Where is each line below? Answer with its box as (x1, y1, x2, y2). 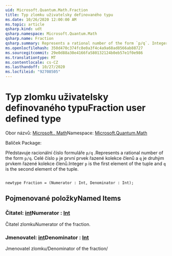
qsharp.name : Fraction (5, 36, 54, 41)
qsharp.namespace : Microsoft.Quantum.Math (5, 31, 97, 36)
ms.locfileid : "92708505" (5, 69, 60, 75)
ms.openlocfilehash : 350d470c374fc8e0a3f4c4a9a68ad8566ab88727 (5, 45, 143, 51)
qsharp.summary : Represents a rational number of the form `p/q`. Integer (5, 41, 168, 46)
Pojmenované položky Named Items (5, 194, 121, 203)
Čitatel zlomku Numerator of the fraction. (5, 221, 91, 227)
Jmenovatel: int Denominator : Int (5, 234, 89, 241)
